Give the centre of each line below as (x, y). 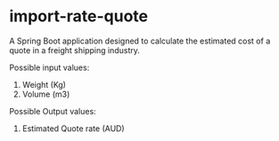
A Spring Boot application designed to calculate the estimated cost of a (140, 41)
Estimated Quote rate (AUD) (73, 128)
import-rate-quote (79, 16)
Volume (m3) (46, 94)
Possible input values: (49, 67)
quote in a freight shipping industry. (74, 50)
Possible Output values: (53, 111)
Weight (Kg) (44, 84)
